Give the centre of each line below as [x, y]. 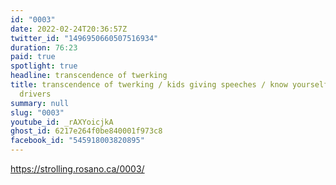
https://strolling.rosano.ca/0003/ [77, 169]
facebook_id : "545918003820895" [77, 141]
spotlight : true [44, 66]
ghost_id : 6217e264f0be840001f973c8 [86, 131]
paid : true [33, 57]
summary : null [40, 103]
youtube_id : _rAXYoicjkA [62, 122]
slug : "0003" [37, 112]
